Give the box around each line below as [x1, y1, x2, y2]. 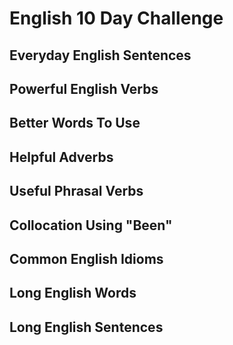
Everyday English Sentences [9, 47, 192, 64]
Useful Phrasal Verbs [9, 183, 144, 200]
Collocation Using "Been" [9, 217, 173, 234]
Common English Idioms [9, 250, 164, 267]
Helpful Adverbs [9, 148, 114, 166]
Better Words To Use [9, 115, 141, 132]
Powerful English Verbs [9, 80, 159, 97]
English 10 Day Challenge [9, 7, 224, 30]
